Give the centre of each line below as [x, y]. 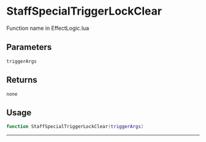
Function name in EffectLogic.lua [48, 28]
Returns [22, 80]
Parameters [29, 47]
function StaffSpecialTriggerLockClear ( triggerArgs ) [75, 127]
